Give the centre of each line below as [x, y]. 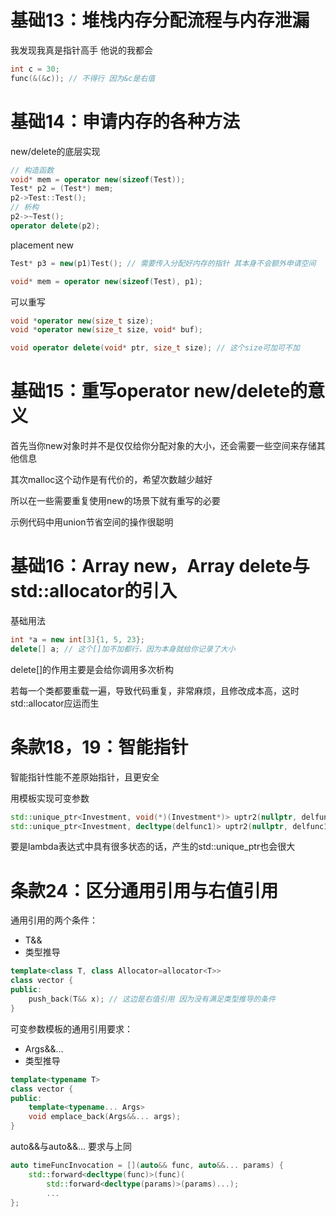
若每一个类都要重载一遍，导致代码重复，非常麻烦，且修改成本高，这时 [155, 690]
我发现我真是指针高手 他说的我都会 [81, 50]
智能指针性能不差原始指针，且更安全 [85, 777]
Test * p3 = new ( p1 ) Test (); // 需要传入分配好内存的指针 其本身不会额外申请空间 [163, 263]
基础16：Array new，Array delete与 [160, 566]
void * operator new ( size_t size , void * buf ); [106, 330]
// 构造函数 [32, 170]
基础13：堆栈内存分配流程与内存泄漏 [160, 20]
